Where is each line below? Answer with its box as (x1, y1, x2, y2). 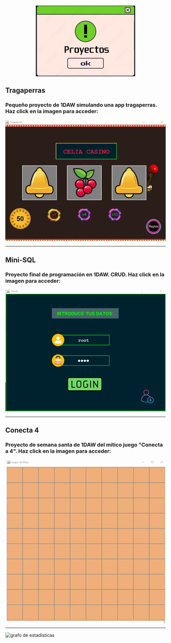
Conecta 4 (5, 426, 39, 435)
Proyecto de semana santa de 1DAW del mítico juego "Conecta (5, 441, 163, 449)
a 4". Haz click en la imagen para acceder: (5, 448, 111, 455)
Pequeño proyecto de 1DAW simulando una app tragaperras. (5, 101, 157, 108)
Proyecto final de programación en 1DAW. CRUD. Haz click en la (5, 271, 164, 278)
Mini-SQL (5, 256, 36, 264)
